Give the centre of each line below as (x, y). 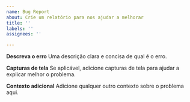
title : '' (19, 23)
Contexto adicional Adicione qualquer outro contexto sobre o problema (95, 86)
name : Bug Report (28, 12)
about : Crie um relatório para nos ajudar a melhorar (75, 17)
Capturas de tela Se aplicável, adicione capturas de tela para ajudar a (93, 68)
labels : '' (20, 28)
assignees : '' (24, 34)
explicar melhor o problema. (41, 74)
